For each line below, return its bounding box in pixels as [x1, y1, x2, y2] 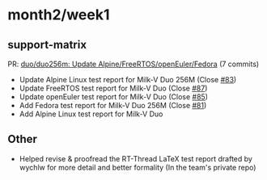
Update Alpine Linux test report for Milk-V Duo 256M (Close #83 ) [19, 75, 237, 84]
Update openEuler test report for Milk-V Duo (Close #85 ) [19, 92, 208, 102]
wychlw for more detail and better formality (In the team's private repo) [19, 162, 256, 172]
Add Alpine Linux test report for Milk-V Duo [19, 109, 163, 119]
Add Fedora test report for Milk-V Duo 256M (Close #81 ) [19, 101, 207, 110]
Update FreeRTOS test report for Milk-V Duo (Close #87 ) [19, 83, 208, 93]
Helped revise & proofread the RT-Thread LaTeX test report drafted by [19, 153, 252, 163]
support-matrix [7, 38, 87, 52]
